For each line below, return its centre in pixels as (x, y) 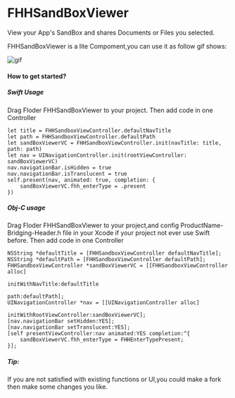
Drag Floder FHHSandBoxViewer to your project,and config (93, 225)
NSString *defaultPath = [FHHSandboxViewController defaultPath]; (107, 260)
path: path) (25, 149)
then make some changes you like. (58, 387)
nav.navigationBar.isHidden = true (59, 167)
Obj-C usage (26, 208)
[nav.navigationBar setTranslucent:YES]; (69, 327)
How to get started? (37, 76)
